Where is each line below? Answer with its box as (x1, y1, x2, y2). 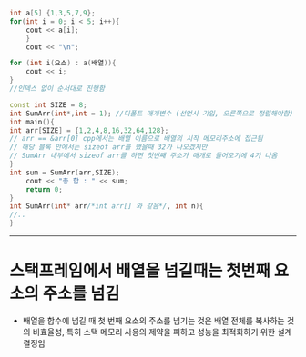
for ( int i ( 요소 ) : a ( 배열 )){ (9, 59, 117, 68)
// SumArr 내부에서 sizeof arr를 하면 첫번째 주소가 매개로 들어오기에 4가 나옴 (9, 151, 278, 161)
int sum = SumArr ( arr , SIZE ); (9, 168, 120, 177)
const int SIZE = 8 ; (9, 100, 88, 109)
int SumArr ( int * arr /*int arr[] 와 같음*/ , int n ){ (9, 202, 204, 211)
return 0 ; (25, 184, 64, 194)
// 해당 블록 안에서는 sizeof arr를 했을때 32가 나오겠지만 (9, 143, 208, 152)
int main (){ (9, 117, 55, 126)
